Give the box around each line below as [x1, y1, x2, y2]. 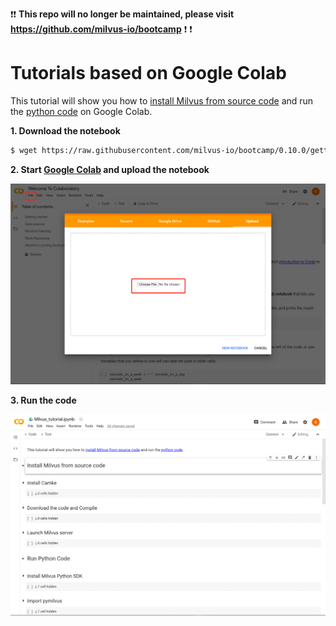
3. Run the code [10, 394, 77, 407]
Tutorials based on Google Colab [10, 62, 287, 85]
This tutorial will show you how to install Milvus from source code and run [10, 94, 314, 107]
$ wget [10, 145, 38, 155]
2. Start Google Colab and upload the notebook [10, 163, 210, 175]
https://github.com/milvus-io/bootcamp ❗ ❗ [10, 23, 193, 35]
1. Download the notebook [10, 124, 121, 137]
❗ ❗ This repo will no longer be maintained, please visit [10, 8, 235, 20]
